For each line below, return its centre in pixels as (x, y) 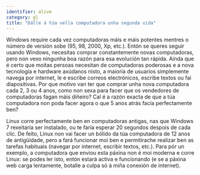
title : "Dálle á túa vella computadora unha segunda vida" (81, 23)
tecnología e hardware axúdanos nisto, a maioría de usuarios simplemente (98, 72)
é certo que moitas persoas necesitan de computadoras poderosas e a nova (100, 65)
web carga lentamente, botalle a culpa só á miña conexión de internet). (93, 165)
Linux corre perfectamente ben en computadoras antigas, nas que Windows (100, 121)
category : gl (22, 17)
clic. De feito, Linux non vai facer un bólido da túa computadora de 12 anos (98, 134)
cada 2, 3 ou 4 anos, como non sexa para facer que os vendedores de (93, 91)
